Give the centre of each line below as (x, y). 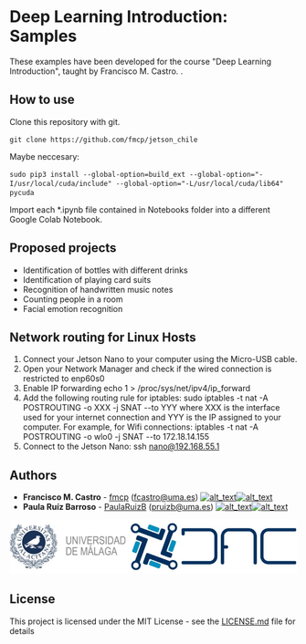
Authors (33, 475)
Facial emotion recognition (73, 308)
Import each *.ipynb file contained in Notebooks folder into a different (140, 209)
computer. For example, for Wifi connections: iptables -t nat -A (140, 427)
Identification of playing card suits (87, 279)
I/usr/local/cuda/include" (61, 183)
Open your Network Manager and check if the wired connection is (147, 369)
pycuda (22, 192)
